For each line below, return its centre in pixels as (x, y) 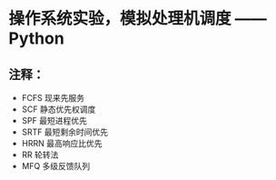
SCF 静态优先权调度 (59, 109)
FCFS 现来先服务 (53, 98)
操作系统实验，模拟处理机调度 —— (138, 19)
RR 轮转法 (40, 155)
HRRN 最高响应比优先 (62, 143)
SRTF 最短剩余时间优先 (65, 132)
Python (36, 39)
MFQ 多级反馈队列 (56, 166)
